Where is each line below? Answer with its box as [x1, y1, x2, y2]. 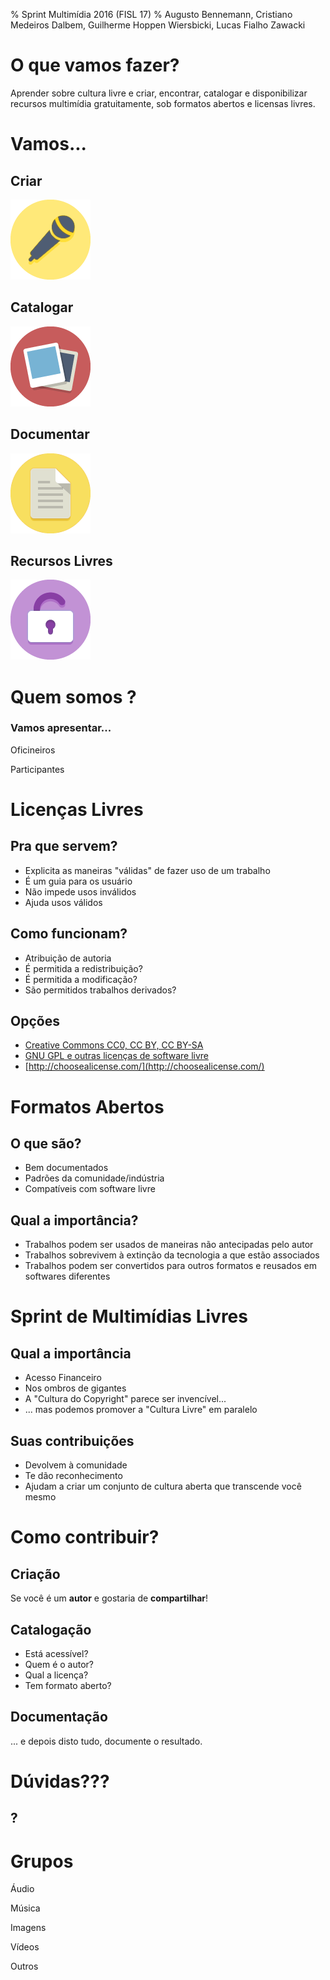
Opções [10, 1013, 60, 1030]
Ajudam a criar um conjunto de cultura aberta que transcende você [24, 1480, 302, 1493]
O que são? [10, 1135, 82, 1153]
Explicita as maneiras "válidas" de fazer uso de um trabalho [24, 864, 271, 876]
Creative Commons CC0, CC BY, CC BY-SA [24, 1039, 204, 1051]
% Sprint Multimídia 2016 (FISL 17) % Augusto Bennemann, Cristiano [10, 9, 293, 20]
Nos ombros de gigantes [24, 1382, 127, 1394]
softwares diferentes [24, 1270, 111, 1283]
